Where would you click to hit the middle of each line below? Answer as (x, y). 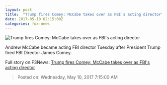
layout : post (19, 10)
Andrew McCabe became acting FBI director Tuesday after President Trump (83, 47)
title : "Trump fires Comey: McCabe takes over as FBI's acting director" (84, 14)
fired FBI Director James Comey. (39, 53)
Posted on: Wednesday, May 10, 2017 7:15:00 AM (67, 77)
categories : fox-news (28, 24)
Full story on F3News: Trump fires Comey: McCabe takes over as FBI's (78, 62)
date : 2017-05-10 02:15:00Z (34, 19)
